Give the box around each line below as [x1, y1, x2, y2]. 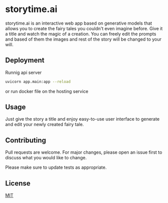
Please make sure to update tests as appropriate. [5, 164, 107, 170]
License [5, 179, 31, 187]
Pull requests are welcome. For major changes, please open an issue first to [5, 149, 162, 155]
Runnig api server [5, 69, 42, 75]
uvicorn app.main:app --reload [5, 79, 71, 84]
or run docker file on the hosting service [5, 88, 89, 94]
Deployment [5, 56, 45, 65]
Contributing [5, 136, 46, 144]
